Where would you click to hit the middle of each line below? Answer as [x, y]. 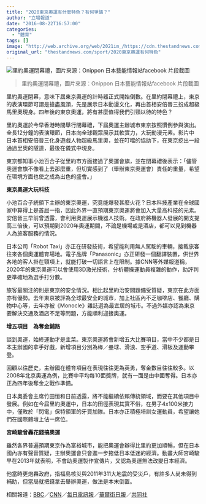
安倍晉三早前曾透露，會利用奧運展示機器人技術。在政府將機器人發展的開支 [100, 218]
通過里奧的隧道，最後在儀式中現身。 [52, 148]
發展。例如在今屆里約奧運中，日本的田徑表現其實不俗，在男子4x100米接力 [100, 404]
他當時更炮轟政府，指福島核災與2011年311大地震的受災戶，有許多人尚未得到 [102, 473]
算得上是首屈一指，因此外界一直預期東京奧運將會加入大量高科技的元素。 [108, 210]
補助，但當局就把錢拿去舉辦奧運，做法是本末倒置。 [71, 481]
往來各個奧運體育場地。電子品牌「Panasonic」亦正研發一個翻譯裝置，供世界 [103, 254]
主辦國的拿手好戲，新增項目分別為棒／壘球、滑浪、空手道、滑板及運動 [100, 347]
